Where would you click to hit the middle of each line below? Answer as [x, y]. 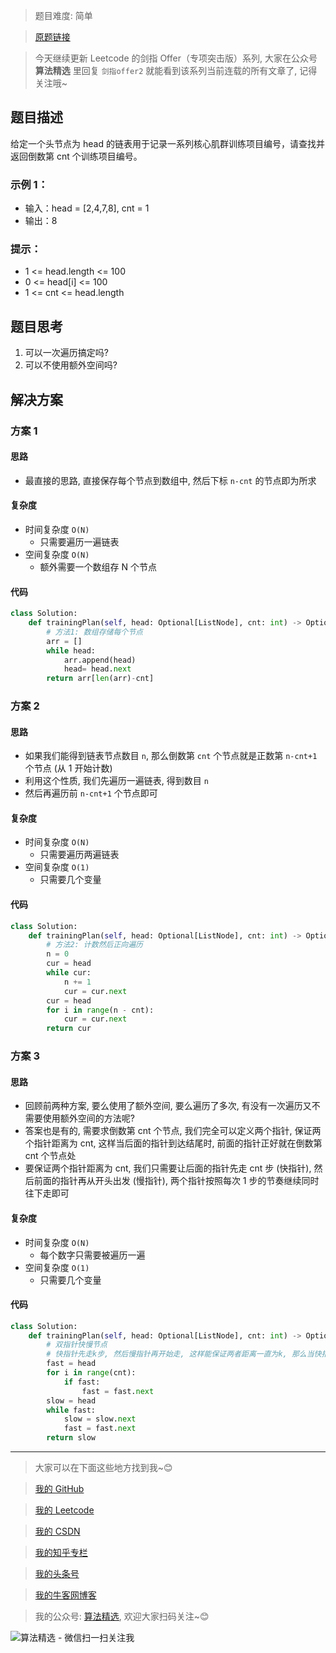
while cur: [69, 973]
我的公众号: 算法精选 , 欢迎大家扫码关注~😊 [122, 1616]
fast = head [71, 1364]
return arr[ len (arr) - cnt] [100, 679]
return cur [69, 1029]
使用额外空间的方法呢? [88, 1118]
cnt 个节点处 [50, 1156]
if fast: [82, 1382]
